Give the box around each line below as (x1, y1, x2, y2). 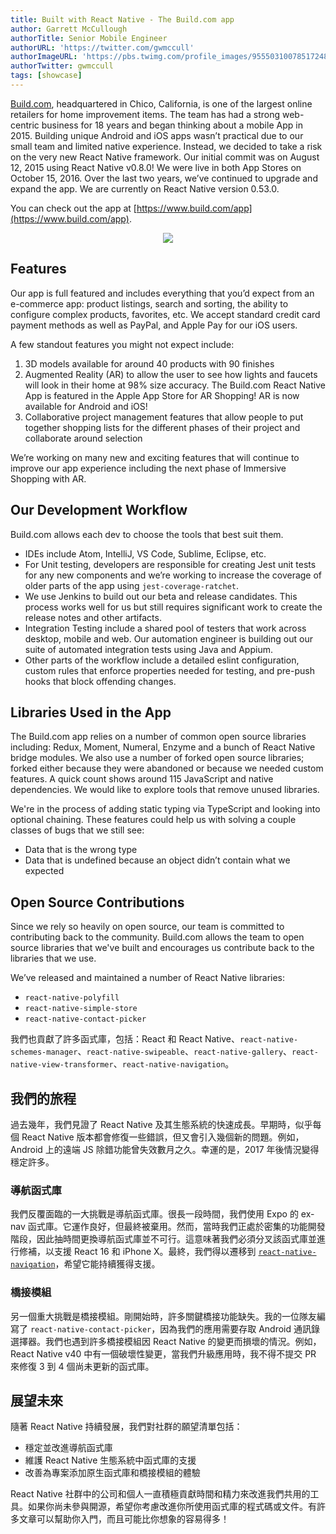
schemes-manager (10, 1047, 78, 1058)
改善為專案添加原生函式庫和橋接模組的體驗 (24, 1467, 201, 1479)
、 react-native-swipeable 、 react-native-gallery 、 (77, 1046, 293, 1058)
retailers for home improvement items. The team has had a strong (10, 108, 281, 120)
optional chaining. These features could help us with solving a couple (10, 814, 297, 826)
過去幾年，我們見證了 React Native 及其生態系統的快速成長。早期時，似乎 (10, 1118, 313, 1130)
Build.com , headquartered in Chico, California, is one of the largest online (10, 97, 313, 110)
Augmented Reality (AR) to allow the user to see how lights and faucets (24, 368, 318, 380)
